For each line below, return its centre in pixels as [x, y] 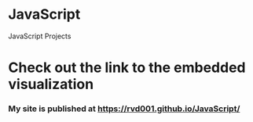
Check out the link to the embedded [127, 68]
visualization [51, 84]
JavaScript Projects [40, 36]
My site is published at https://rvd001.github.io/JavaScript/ [124, 109]
